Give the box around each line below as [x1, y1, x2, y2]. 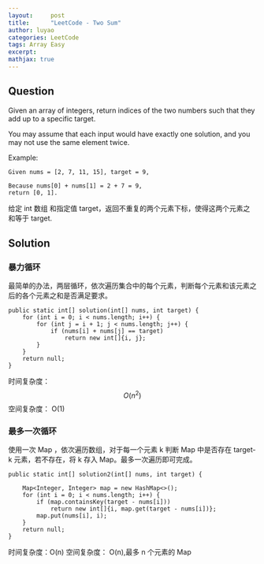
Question [8, 84, 54, 98]
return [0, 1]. [8, 188, 58, 197]
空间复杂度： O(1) [8, 404, 65, 414]
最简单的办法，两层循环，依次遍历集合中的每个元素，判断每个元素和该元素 [8, 281, 250, 291]
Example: [8, 153, 39, 162]
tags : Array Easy [8, 41, 65, 49]
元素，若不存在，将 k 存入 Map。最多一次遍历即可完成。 [13, 455, 197, 465]
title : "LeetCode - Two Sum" [8, 19, 122, 27]
